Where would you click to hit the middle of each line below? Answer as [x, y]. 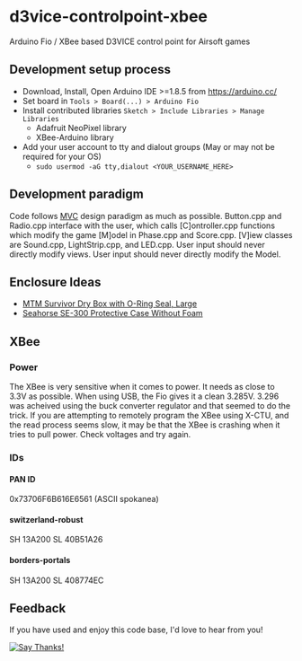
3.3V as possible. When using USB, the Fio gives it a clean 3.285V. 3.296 [144, 396]
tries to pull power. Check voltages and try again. [100, 435]
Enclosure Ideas [55, 282]
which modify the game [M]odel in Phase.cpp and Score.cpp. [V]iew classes [151, 234]
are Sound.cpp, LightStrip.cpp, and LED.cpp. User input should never [137, 244]
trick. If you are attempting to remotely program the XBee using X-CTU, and [149, 416]
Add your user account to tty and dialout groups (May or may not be [149, 146]
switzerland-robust [46, 519]
